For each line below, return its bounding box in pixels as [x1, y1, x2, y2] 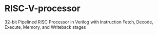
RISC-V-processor [4, 3, 81, 14]
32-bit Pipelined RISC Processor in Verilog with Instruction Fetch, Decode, [4, 19, 154, 25]
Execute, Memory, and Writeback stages [4, 24, 86, 30]
